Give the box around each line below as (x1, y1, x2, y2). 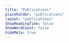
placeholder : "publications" (5, 12, 65, 17)
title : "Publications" (5, 7, 51, 12)
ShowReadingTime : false (5, 21, 54, 26)
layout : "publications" (5, 16, 54, 21)
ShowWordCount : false (5, 26, 49, 31)
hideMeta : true (5, 30, 36, 35)
